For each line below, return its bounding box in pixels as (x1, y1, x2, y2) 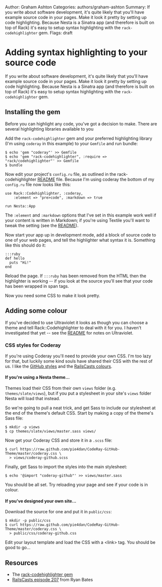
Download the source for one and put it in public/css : (5, 509, 112, 515)
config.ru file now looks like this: (5, 182, 71, 187)
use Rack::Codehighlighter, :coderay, (5, 191, 83, 196)
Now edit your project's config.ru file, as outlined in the (5, 171, 117, 177)
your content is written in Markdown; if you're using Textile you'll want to (5, 217, 150, 223)
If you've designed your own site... (5, 498, 76, 504)
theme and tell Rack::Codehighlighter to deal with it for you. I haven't (5, 325, 142, 331)
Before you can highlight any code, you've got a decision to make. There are (5, 121, 157, 127)
